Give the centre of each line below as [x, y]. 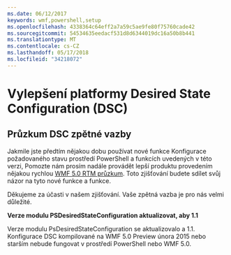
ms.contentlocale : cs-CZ [43, 46]
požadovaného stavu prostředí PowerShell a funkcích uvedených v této [110, 159]
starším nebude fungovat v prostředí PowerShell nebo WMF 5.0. [99, 243]
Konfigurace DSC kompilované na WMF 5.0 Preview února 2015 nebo [107, 236]
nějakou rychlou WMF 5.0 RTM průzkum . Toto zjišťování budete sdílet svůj [114, 173]
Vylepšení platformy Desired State [109, 93]
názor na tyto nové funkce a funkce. [59, 181]
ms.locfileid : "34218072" [45, 59]
